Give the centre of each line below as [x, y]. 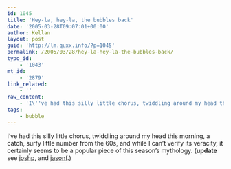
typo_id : [20, 59]
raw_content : [26, 97]
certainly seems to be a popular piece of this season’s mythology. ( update [112, 150]
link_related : [27, 84]
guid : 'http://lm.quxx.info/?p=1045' [61, 46]
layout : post [26, 39]
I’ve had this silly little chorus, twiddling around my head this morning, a [109, 136]
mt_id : [16, 71]
